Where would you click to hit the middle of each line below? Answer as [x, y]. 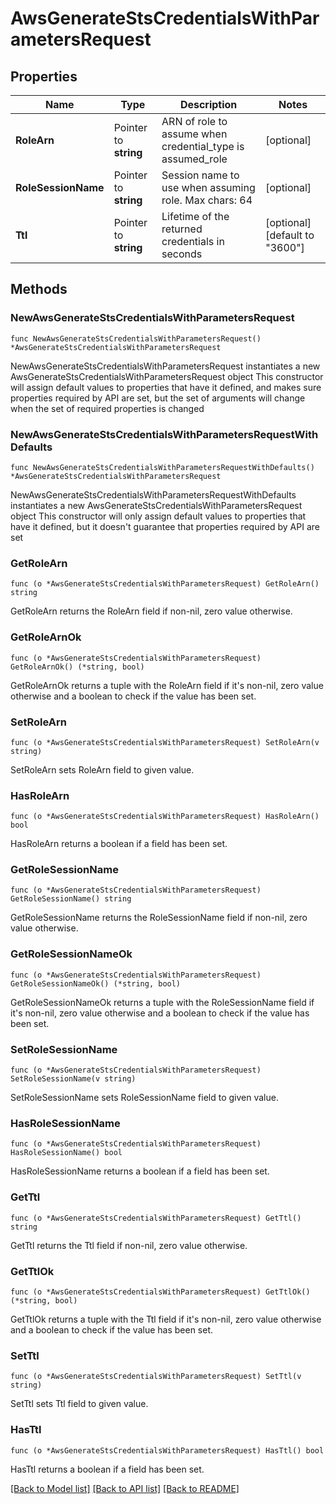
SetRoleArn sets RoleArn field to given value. [102, 769]
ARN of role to [194, 121]
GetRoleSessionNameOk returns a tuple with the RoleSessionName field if [162, 1002]
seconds [182, 254]
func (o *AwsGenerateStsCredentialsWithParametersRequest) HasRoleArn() [165, 817]
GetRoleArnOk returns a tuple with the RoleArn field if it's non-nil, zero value [167, 685]
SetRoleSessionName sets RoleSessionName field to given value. [144, 1098]
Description [208, 104]
